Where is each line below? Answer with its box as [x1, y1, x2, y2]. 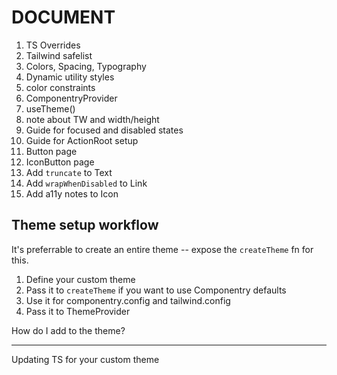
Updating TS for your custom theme [11, 353, 160, 365]
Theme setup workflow [11, 217, 159, 234]
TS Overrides [25, 39, 81, 51]
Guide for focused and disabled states [25, 124, 184, 136]
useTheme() [25, 102, 76, 115]
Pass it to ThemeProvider [25, 305, 131, 317]
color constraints [25, 81, 96, 93]
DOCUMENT [11, 6, 116, 29]
